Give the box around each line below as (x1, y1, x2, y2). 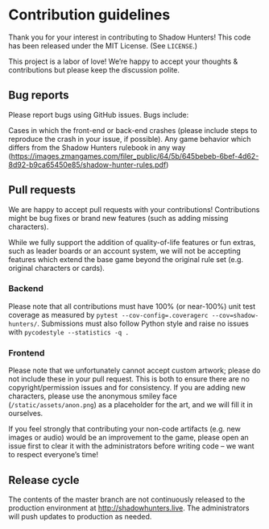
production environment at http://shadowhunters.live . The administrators (8, 502, 250, 513)
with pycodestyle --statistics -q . (8, 327, 130, 336)
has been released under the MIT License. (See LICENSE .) (8, 40, 198, 50)
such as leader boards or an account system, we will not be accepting (8, 246, 242, 256)
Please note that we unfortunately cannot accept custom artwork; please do (8, 365, 261, 376)
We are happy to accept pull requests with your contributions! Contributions (8, 204, 260, 215)
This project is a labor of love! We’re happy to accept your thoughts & (8, 56, 238, 66)
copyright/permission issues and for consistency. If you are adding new (8, 383, 246, 393)
